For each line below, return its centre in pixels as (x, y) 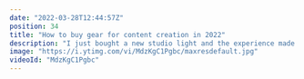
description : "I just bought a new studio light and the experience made (152, 43)
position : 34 (34, 26)
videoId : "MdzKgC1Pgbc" (55, 60)
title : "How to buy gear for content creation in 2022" (117, 35)
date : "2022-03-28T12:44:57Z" (67, 18)
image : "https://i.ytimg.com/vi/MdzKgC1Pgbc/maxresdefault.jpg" (134, 52)
